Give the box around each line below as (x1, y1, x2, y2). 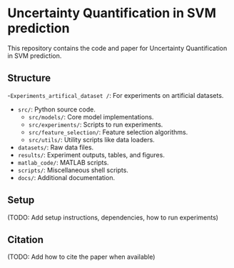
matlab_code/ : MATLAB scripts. (17, 158, 109, 167)
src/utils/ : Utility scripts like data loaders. (28, 135, 155, 144)
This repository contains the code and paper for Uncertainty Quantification (7, 44, 228, 52)
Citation (7, 234, 44, 246)
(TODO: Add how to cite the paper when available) (7, 252, 156, 262)
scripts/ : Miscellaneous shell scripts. (17, 166, 128, 174)
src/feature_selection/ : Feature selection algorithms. (28, 127, 188, 137)
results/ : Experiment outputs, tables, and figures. (17, 150, 166, 159)
